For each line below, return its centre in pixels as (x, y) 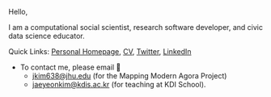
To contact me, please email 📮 (70, 67)
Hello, (18, 12)
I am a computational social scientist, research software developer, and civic (136, 27)
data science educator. (47, 36)
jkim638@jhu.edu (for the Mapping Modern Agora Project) (129, 76)
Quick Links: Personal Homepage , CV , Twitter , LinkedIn (100, 51)
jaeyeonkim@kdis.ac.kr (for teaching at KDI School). (119, 84)
